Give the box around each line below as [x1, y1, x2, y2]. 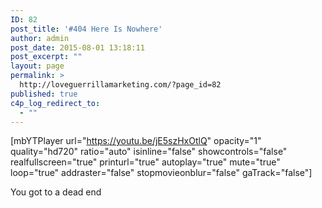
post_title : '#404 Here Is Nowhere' [10, 24, 163, 34]
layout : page [10, 61, 65, 71]
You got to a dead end [10, 186, 102, 198]
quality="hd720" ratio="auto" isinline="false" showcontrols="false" [10, 146, 288, 158]
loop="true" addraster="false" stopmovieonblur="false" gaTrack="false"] [10, 167, 313, 179]
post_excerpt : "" [10, 52, 83, 62]
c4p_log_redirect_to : [10, 98, 101, 108]
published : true [10, 89, 78, 99]
